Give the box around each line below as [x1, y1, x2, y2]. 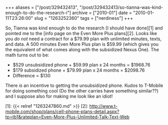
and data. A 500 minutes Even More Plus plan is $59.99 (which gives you [5, 41, 159, 47]
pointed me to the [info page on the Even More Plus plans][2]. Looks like [5, 30, 157, 36]
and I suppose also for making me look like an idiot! [5, 93, 113, 99]
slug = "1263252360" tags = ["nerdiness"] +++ [34, 15, 133, 21]
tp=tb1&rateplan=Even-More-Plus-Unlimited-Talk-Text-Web [5, 114, 130, 120]
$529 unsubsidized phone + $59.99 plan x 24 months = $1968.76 [12, 62, 151, 68]
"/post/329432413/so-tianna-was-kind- [79, 5, 163, 10]
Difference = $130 [12, 73, 51, 78]
